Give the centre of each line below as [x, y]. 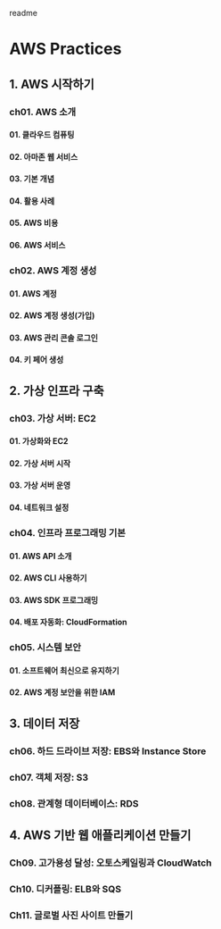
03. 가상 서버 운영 [40, 485]
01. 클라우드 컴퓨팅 [42, 135]
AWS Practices [65, 49]
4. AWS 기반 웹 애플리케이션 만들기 [100, 835]
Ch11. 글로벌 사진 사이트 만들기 [71, 915]
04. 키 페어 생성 [37, 360]
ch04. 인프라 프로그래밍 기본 [68, 532]
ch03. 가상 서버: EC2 [53, 418]
